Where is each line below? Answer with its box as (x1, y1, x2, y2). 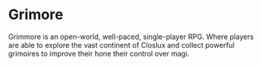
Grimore (8, 6, 64, 24)
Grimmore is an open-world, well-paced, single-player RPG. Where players (8, 32, 254, 41)
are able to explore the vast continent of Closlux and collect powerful (8, 40, 235, 49)
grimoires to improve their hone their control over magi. (8, 49, 190, 58)
